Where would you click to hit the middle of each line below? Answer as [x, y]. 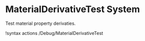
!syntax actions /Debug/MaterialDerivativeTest [54, 33]
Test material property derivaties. [41, 23]
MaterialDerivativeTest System [73, 9]
